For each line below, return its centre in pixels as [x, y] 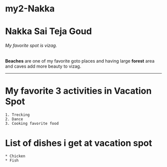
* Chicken [15, 156]
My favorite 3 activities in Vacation [79, 91]
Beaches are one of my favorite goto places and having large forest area [80, 61]
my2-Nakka [30, 9]
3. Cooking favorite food [32, 123]
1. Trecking [17, 115]
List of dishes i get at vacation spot [79, 143]
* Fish [12, 161]
